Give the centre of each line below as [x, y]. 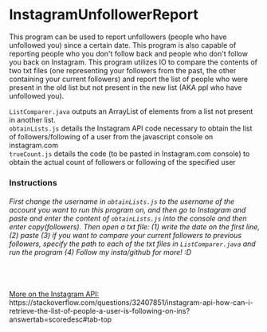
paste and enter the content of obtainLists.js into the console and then [128, 219]
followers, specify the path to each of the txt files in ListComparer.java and [132, 244]
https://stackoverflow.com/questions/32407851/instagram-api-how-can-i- [131, 303]
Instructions [33, 182]
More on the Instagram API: [54, 294]
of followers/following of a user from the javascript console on [111, 136]
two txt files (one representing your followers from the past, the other [123, 70]
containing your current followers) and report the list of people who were [129, 79]
